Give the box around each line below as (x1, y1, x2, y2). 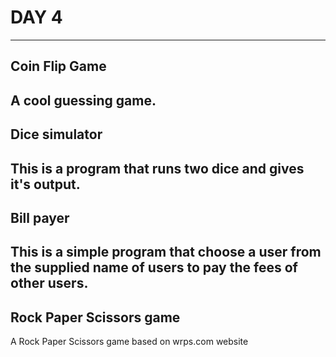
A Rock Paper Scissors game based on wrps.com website (10, 336, 249, 348)
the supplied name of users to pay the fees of (10, 259, 298, 276)
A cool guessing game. (10, 92, 157, 109)
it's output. (10, 176, 81, 193)
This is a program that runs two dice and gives (10, 160, 305, 177)
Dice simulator (10, 126, 103, 143)
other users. (10, 275, 89, 292)
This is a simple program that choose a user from (10, 244, 322, 261)
